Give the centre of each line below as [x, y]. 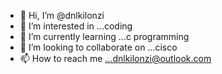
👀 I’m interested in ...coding [76, 26]
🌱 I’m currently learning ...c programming [104, 36]
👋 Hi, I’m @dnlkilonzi [62, 15]
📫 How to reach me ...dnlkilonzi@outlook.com [115, 58]
